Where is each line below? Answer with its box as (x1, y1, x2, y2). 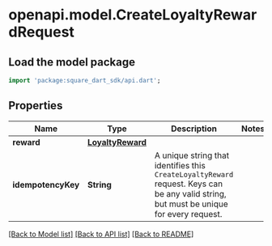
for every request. (154, 208, 223, 219)
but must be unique (154, 198, 228, 210)
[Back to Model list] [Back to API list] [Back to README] (8, 229, 194, 239)
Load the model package (8, 55, 136, 69)
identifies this (154, 159, 206, 171)
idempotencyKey (12, 179, 80, 190)
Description (171, 123, 217, 134)
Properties (8, 99, 63, 112)
